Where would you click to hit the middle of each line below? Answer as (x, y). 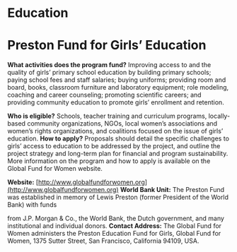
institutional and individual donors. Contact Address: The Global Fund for (114, 226)
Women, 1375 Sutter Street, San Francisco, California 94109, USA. (103, 241)
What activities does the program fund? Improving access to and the (109, 65)
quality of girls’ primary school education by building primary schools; (109, 73)
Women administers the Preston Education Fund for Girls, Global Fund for (114, 234)
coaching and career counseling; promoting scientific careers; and (104, 95)
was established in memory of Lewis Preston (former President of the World (118, 197)
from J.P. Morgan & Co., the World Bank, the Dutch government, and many (116, 218)
